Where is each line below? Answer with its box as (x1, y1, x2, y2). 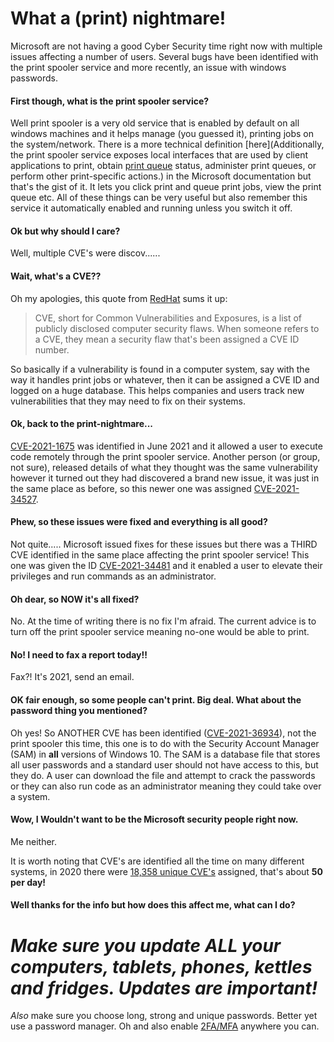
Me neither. (10, 835, 58, 847)
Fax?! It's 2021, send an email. (10, 671, 135, 683)
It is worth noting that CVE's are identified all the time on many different (10, 855, 305, 867)
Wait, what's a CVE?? (10, 270, 102, 282)
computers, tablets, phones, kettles (10, 955, 313, 978)
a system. (10, 790, 51, 802)
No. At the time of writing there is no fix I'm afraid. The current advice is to (10, 615, 317, 627)
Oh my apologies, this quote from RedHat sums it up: (10, 292, 228, 304)
